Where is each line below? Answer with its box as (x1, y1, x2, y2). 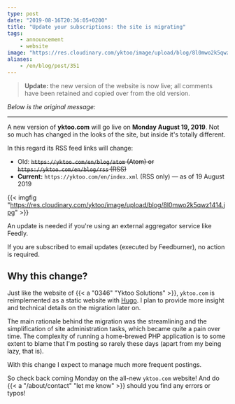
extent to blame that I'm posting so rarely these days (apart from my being (7, 340, 222, 348)
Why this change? (7, 270, 88, 282)
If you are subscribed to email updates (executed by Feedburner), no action (7, 242, 225, 251)
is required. (7, 250, 40, 258)
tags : (7, 29, 23, 37)
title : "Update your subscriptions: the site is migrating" (7, 23, 187, 30)
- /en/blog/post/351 (20, 62, 80, 69)
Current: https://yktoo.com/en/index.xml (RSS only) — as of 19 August (17, 172, 225, 181)
